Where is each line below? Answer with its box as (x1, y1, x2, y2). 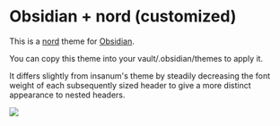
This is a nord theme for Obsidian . (9, 36, 135, 46)
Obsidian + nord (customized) (9, 6, 237, 27)
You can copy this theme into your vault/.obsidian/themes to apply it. (9, 53, 263, 63)
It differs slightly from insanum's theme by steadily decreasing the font (9, 70, 271, 81)
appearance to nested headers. (9, 89, 126, 100)
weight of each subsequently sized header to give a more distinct (9, 80, 251, 90)
